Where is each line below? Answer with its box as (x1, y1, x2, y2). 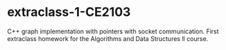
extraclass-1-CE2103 (7, 4, 131, 20)
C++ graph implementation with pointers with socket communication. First (7, 27, 220, 35)
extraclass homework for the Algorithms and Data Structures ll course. (7, 34, 209, 42)
